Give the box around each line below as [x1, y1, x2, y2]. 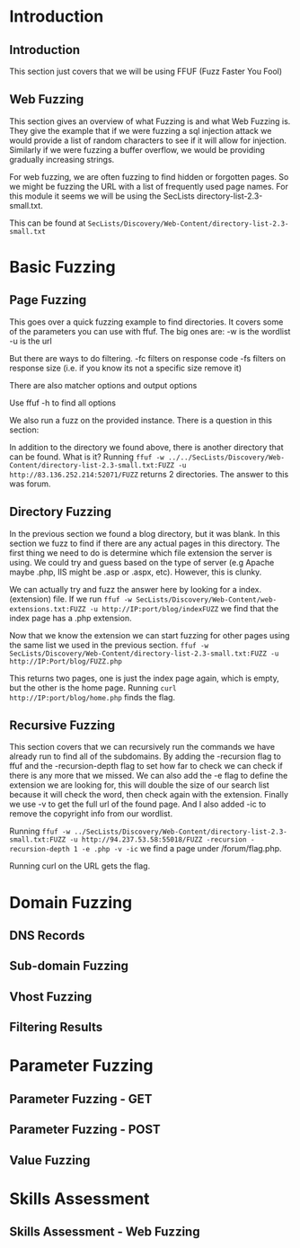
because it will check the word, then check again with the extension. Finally [9, 789, 289, 800]
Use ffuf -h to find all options [9, 397, 117, 408]
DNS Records [9, 928, 85, 943]
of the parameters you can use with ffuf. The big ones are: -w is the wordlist [9, 325, 291, 336]
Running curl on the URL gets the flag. [9, 860, 151, 871]
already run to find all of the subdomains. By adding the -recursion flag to [9, 751, 281, 762]
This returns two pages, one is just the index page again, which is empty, [9, 673, 280, 683]
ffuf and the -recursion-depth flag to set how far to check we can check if [9, 761, 283, 771]
